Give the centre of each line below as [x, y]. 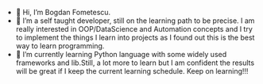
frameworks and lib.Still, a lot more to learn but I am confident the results [135, 63]
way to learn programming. [60, 46]
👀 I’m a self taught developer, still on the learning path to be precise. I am [135, 21]
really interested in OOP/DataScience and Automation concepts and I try [134, 29]
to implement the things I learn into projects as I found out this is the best [135, 37]
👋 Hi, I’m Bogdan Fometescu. [63, 12]
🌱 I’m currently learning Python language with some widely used [121, 54]
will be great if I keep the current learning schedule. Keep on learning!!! [132, 71]
